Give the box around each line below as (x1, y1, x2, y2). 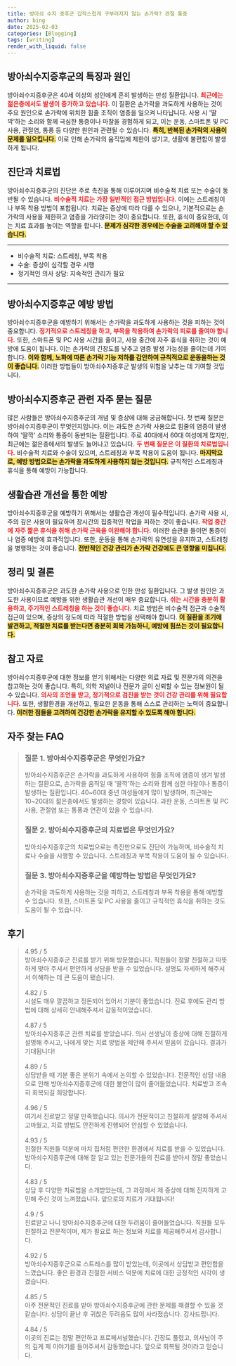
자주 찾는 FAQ (7, 730, 65, 742)
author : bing (7, 17, 46, 24)
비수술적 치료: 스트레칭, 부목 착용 (17, 251, 107, 260)
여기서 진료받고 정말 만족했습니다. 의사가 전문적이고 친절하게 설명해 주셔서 (24, 1112, 228, 1120)
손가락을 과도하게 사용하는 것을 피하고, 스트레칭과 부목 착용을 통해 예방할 (24, 887, 223, 896)
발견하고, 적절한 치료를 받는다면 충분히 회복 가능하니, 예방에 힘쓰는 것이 (7, 621, 200, 630)
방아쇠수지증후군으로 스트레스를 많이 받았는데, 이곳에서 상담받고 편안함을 (24, 1259, 224, 1268)
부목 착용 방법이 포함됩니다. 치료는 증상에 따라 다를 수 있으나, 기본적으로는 (14, 203, 217, 212)
